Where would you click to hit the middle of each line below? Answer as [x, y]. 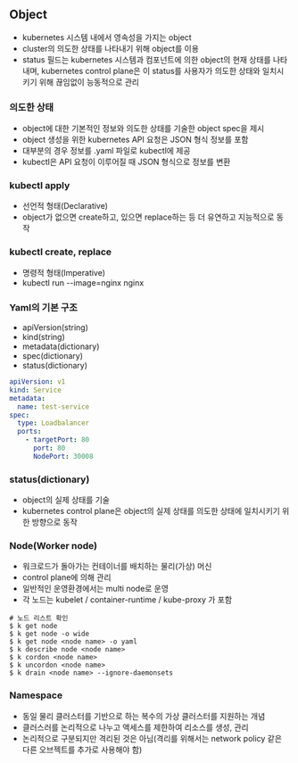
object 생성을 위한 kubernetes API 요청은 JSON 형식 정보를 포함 [135, 140]
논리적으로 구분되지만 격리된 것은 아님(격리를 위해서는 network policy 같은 [152, 738]
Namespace [36, 695]
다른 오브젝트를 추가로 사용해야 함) [82, 750]
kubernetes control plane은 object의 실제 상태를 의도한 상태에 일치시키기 [151, 511]
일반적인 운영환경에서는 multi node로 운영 [95, 589]
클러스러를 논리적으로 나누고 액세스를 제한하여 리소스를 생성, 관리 [135, 727]
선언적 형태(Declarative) [65, 206]
